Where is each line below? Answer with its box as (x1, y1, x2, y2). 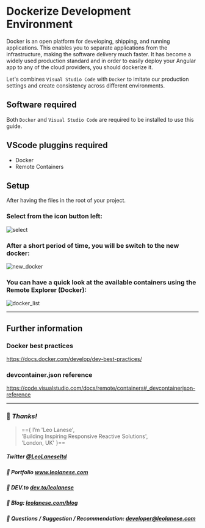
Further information (6, 323, 83, 333)
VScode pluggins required (6, 140, 108, 151)
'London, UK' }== (21, 439, 66, 446)
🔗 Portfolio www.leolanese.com (6, 468, 88, 475)
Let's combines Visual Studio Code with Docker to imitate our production (6, 75, 189, 83)
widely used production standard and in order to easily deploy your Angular (6, 57, 196, 64)
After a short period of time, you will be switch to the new (6, 241, 179, 250)
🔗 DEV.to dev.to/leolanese (6, 483, 74, 491)
